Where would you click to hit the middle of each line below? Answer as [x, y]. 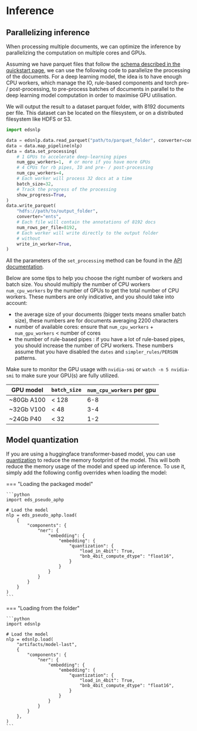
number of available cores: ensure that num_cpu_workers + [84, 327]
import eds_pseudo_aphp [35, 500]
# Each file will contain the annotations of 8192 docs [86, 222]
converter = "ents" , [39, 217]
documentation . [25, 267]
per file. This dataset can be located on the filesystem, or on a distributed [95, 113]
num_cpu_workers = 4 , [40, 173]
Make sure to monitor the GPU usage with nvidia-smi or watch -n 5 [87, 369]
